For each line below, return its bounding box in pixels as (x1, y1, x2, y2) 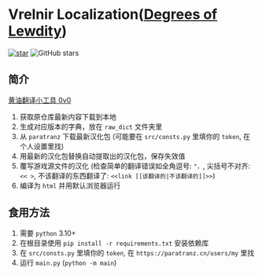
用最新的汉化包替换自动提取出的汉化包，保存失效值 (19, 151, 186, 160)
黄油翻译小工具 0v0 (8, 95, 72, 104)
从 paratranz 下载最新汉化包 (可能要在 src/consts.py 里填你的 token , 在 (19, 131, 250, 141)
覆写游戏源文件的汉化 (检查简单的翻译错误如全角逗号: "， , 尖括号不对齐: (19, 161, 250, 170)
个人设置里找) (19, 141, 65, 151)
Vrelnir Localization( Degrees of (8, 5, 218, 24)
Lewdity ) (8, 22, 68, 40)
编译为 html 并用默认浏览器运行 (19, 181, 121, 190)
